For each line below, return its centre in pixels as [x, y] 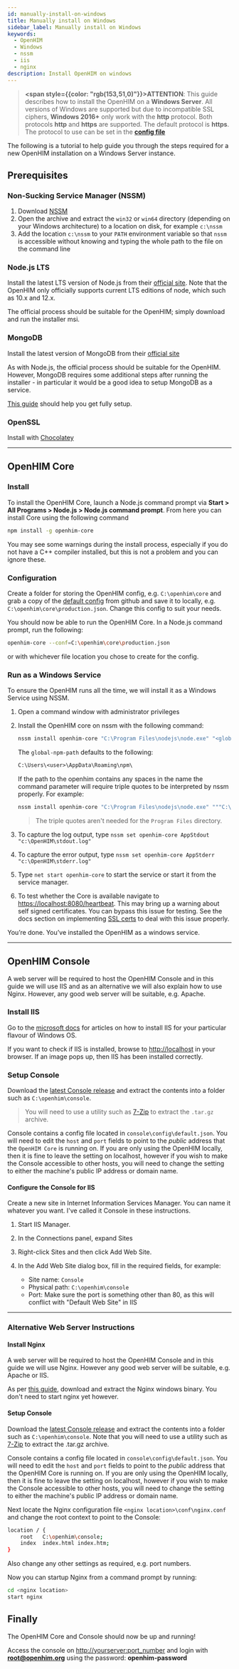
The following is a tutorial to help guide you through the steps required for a [118, 145]
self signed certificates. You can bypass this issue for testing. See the [120, 911]
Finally [22, 1620]
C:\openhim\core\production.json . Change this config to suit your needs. [115, 608]
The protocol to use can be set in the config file [95, 132]
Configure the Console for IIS [51, 1187]
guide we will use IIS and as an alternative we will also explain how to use [115, 986]
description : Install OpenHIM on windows [70, 73]
